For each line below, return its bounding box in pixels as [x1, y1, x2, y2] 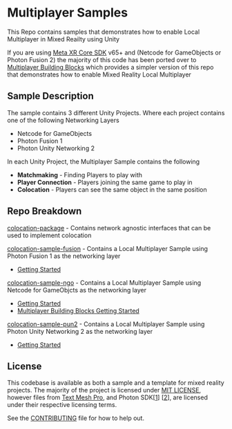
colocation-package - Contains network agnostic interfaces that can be [7, 223, 211, 232]
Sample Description [7, 90, 95, 102]
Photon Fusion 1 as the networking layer [7, 252, 121, 260]
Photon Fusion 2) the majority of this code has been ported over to [7, 55, 197, 63]
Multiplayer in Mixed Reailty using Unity [7, 34, 119, 43]
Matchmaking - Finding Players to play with [17, 170, 143, 179]
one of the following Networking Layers [7, 116, 119, 124]
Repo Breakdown [7, 206, 82, 217]
